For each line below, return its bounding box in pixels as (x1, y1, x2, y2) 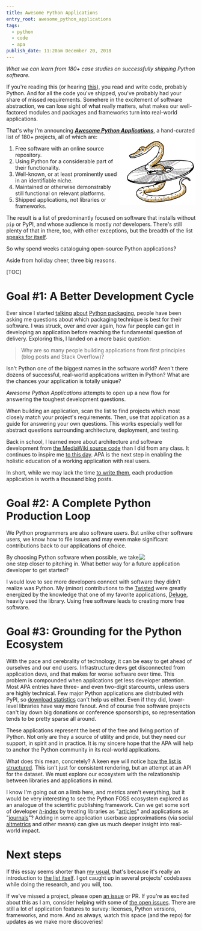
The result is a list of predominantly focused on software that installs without (6, 214, 196, 221)
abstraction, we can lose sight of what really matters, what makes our (6, 102, 179, 110)
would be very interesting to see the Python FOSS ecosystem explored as (6, 795, 189, 802)
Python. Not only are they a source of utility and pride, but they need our (6, 733, 186, 740)
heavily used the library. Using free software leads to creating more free (6, 597, 185, 605)
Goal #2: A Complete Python (6, 497, 151, 510)
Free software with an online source (14, 145, 104, 152)
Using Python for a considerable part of (14, 157, 113, 165)
